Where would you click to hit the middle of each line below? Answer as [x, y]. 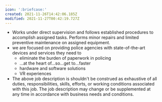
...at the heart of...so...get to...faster [55, 63]
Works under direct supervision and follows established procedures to [83, 33]
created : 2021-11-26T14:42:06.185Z [41, 14]
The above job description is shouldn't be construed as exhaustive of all [84, 79]
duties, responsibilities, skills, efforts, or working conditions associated [83, 84]
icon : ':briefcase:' [26, 9]
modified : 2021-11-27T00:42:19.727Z [42, 18]
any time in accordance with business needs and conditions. [73, 94]
